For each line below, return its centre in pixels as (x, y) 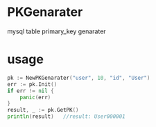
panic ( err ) (35, 97)
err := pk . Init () (32, 84)
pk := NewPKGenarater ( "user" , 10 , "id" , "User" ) (79, 78)
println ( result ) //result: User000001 (67, 117)
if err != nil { (31, 91)
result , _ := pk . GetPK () (43, 110)
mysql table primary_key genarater (57, 31)
